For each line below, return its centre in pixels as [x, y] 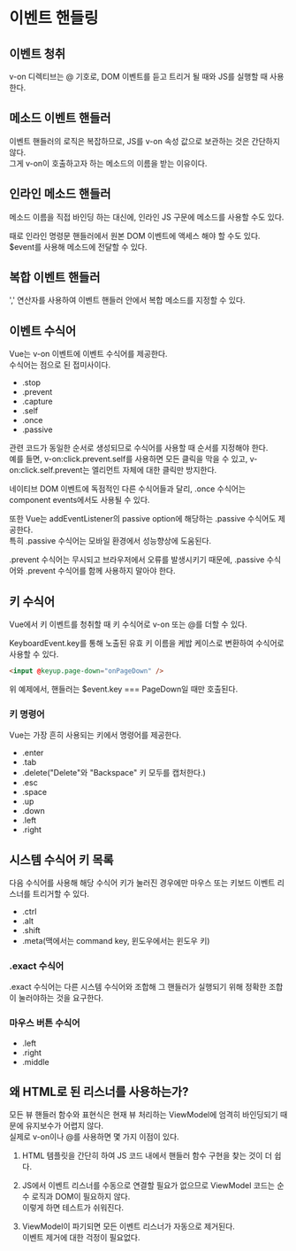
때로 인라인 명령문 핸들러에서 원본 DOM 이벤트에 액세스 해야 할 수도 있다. [135, 236]
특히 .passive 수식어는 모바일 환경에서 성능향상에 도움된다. [110, 541]
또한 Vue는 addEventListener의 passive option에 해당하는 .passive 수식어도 [143, 519]
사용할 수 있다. [34, 654]
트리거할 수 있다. [61, 894]
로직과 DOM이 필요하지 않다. [81, 1197]
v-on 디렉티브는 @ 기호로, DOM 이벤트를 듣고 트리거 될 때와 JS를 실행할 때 [138, 77]
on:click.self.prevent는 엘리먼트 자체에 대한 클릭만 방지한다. [113, 470]
